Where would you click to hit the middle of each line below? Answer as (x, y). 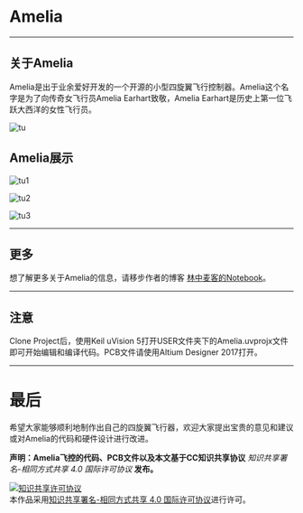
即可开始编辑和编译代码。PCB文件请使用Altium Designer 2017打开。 (136, 352)
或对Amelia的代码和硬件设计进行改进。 (81, 439)
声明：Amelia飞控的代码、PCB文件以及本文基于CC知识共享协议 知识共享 (144, 458)
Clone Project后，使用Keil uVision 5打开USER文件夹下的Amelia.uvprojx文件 (149, 341)
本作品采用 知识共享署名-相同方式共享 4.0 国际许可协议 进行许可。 (130, 499)
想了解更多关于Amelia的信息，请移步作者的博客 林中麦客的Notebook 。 (140, 278)
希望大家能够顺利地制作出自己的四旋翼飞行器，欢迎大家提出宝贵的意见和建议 (151, 427)
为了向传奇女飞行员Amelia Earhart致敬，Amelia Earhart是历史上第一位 (155, 98)
